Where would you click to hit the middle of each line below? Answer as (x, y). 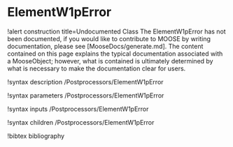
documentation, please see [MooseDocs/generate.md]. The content (105, 46)
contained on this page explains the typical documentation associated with (115, 54)
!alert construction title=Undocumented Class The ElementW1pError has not (116, 31)
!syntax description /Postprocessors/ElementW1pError (85, 82)
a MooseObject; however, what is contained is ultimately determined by (110, 61)
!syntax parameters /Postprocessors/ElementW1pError (86, 95)
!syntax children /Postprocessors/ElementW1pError (81, 122)
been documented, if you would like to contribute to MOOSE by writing (109, 38)
